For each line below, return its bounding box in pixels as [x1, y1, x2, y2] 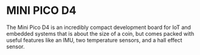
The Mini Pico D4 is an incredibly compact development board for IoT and [6, 24, 191, 31]
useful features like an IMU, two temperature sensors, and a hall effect [6, 36, 182, 44]
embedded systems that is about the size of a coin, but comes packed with [6, 30, 195, 37]
